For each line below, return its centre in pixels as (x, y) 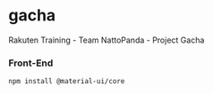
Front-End (31, 63)
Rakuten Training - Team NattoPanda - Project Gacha (106, 40)
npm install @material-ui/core (67, 82)
